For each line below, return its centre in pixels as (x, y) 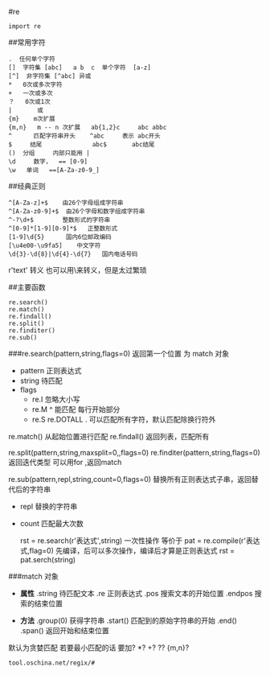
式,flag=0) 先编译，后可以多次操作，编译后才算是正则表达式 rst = (127, 551)
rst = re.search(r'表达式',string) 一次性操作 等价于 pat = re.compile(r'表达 (140, 541)
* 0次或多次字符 (35, 84)
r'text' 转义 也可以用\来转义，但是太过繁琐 (78, 270)
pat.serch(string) (48, 560)
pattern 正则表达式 (51, 370)
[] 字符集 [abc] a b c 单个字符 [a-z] (80, 68)
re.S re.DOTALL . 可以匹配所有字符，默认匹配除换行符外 (124, 419)
